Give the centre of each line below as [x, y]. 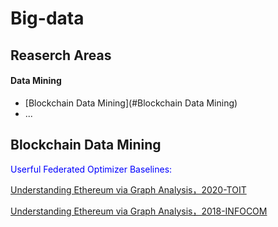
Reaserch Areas [61, 55]
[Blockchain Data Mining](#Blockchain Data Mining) [131, 103]
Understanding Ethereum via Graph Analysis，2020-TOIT [128, 189]
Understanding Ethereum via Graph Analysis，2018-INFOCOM [139, 211]
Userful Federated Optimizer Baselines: [91, 169]
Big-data [47, 18]
